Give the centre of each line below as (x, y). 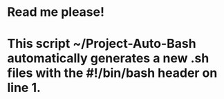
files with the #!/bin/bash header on (112, 73)
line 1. (24, 88)
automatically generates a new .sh (108, 58)
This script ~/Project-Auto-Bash (102, 44)
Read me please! (56, 12)
